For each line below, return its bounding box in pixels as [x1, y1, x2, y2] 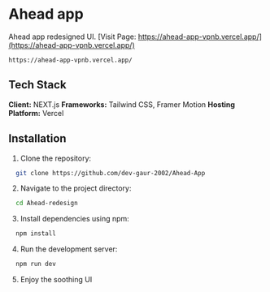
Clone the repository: [20, 153, 92, 163]
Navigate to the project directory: [20, 183, 132, 193]
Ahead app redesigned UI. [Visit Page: [8, 32, 137, 41]
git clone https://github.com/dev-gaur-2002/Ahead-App [15, 169, 206, 177]
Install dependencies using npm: [20, 214, 130, 224]
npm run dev [15, 260, 57, 268]
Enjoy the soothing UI [20, 275, 93, 285]
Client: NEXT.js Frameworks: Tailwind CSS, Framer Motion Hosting [8, 99, 236, 109]
